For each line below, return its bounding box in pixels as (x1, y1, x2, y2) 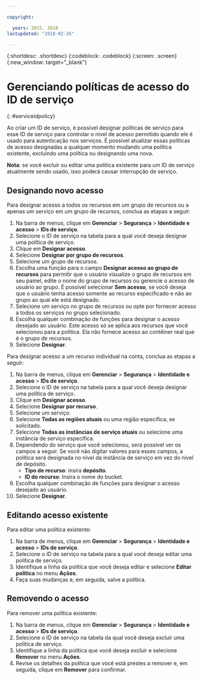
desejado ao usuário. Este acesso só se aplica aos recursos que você (15, 322, 188, 329)
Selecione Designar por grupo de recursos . (15, 251, 125, 259)
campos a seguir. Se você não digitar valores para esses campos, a (15, 448, 183, 455)
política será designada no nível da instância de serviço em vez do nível (15, 454, 194, 462)
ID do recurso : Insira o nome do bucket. (24, 474, 124, 481)
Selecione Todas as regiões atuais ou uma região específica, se (15, 416, 176, 423)
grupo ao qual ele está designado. (15, 296, 100, 304)
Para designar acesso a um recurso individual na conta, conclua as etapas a (7, 353, 196, 360)
